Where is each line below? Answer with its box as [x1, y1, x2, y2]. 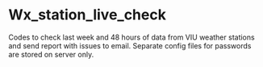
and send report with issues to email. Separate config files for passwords [8, 40, 252, 50]
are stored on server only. [8, 49, 94, 59]
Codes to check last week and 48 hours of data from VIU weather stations [8, 32, 256, 42]
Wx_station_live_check [8, 6, 167, 24]
